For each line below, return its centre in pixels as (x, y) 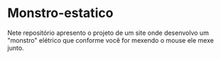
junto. (16, 48)
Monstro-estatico (60, 13)
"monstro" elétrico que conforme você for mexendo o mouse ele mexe (111, 40)
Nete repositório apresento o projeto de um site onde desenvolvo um (108, 33)
